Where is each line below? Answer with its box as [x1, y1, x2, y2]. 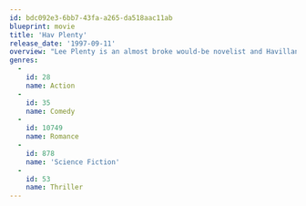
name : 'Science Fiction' [25, 157, 120, 167]
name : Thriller [25, 183, 84, 192]
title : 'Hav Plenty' [9, 30, 88, 39]
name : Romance [25, 132, 79, 141]
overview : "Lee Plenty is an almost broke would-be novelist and [9, 47, 262, 57]
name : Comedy [25, 107, 76, 116]
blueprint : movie [9, 22, 76, 31]
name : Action [25, 81, 76, 90]
